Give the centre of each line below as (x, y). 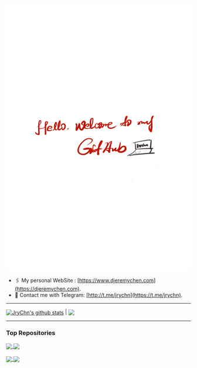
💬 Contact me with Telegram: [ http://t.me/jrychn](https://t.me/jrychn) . (98, 295)
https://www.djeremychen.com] (117, 280)
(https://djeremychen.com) (47, 288)
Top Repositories (31, 333)
